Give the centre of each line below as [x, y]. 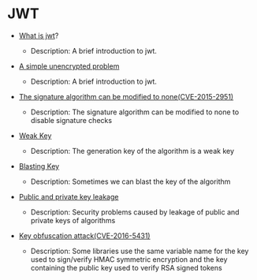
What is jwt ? [39, 35]
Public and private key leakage [69, 196]
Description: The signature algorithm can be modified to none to [135, 112]
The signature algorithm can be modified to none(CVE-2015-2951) [126, 96]
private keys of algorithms [73, 220]
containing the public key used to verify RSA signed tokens [126, 267]
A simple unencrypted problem [69, 66]
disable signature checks [71, 120]
